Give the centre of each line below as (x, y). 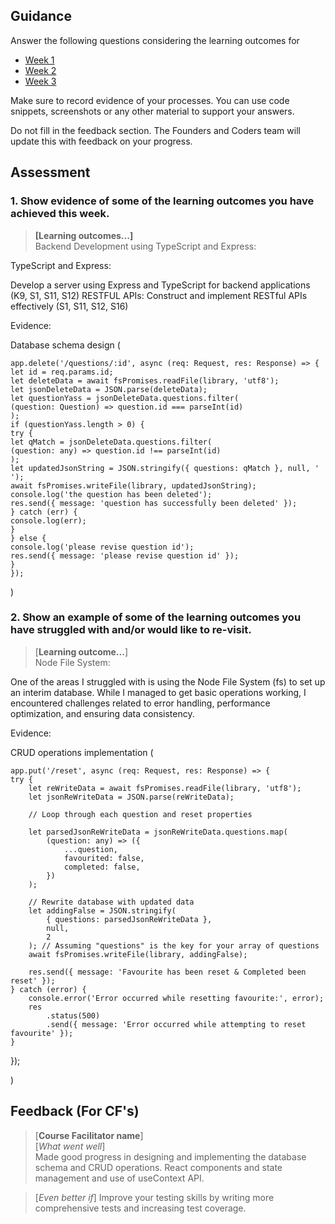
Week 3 (40, 81)
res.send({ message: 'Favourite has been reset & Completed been (167, 972)
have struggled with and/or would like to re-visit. (131, 630)
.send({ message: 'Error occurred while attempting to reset (176, 1024)
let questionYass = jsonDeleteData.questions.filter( (125, 398)
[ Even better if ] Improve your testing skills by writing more (154, 1197)
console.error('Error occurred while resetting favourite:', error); (176, 998)
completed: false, (102, 867)
